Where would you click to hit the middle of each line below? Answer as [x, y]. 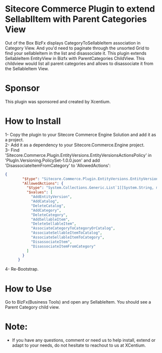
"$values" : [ [40, 192]
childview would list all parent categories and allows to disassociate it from [79, 63]
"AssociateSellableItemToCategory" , [67, 238]
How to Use [28, 289]
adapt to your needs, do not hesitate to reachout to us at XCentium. [79, 345]
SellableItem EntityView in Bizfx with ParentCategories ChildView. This [75, 58]
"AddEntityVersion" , [51, 197]
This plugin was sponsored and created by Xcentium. [58, 101]
